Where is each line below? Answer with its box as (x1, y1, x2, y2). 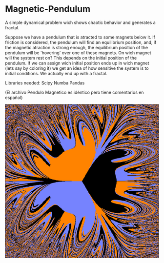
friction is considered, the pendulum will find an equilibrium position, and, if (5, 39, 157, 45)
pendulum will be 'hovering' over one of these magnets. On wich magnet (5, 50, 151, 56)
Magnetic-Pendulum (5, 3, 91, 15)
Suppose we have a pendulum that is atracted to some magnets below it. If (5, 34, 155, 40)
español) (5, 94, 23, 101)
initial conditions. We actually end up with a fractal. (5, 70, 107, 76)
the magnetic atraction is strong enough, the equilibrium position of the (5, 44, 148, 50)
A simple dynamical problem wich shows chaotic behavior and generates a (5, 20, 156, 25)
